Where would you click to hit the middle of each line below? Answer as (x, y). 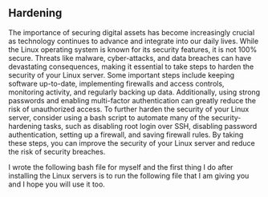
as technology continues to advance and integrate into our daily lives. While (134, 41)
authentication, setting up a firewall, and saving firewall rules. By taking (126, 135)
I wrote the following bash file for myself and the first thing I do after (121, 167)
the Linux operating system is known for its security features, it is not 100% (133, 49)
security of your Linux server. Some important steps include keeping (122, 74)
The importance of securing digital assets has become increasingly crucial (132, 32)
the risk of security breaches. (57, 151)
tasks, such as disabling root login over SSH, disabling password (150, 126)
